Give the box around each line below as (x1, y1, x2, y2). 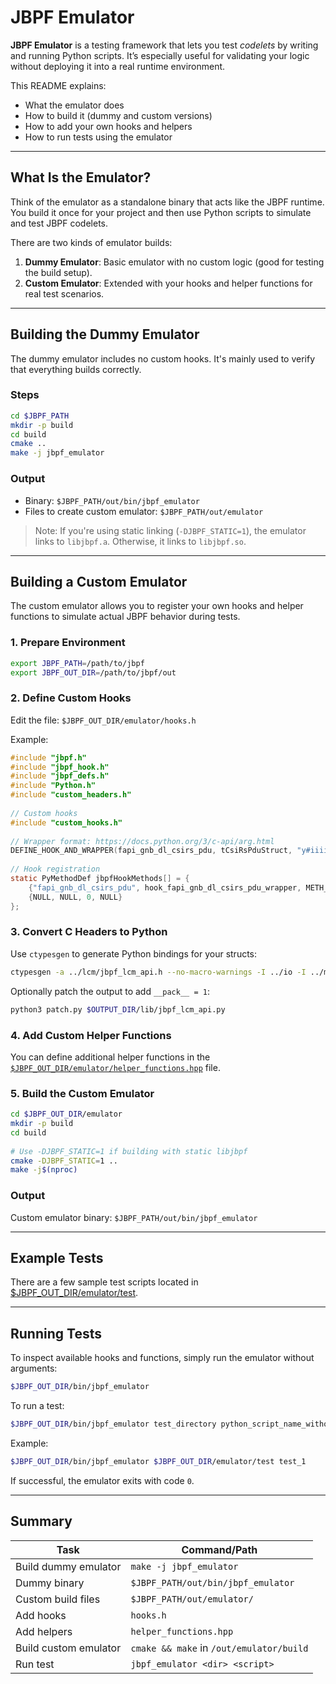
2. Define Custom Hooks (10, 691, 132, 705)
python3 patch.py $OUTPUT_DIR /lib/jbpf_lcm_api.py (10, 1004, 226, 1015)
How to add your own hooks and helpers (24, 120, 193, 132)
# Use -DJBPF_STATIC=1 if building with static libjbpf (10, 1146, 248, 1156)
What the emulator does (24, 99, 125, 111)
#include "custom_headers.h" (10, 790, 132, 800)
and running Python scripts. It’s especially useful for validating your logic (10, 49, 310, 61)
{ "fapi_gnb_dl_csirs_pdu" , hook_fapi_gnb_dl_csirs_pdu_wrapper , (28, 882, 302, 893)
